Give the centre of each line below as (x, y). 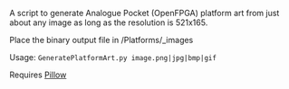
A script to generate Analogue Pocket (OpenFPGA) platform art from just (144, 13)
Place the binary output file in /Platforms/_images (101, 40)
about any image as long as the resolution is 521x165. (109, 22)
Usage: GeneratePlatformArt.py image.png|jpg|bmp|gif (113, 57)
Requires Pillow (38, 75)
